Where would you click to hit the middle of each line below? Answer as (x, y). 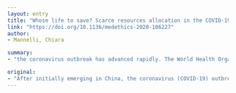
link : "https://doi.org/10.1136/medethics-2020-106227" (91, 27)
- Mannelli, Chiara (36, 40)
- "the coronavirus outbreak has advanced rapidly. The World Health (111, 60)
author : (19, 33)
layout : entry (28, 14)
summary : (20, 53)
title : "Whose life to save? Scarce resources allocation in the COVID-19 (119, 20)
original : (22, 72)
